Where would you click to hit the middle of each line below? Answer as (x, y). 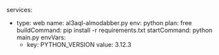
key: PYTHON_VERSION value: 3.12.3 (79, 44)
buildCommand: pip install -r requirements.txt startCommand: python (114, 30)
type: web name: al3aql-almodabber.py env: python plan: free (104, 23)
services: (19, 10)
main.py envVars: (41, 37)
